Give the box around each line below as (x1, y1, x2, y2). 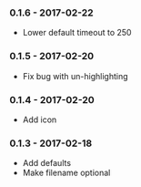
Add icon (22, 114, 57, 125)
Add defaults (22, 158, 71, 169)
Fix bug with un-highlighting (22, 70, 129, 81)
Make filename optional (22, 167, 111, 179)
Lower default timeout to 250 (22, 27, 132, 38)
